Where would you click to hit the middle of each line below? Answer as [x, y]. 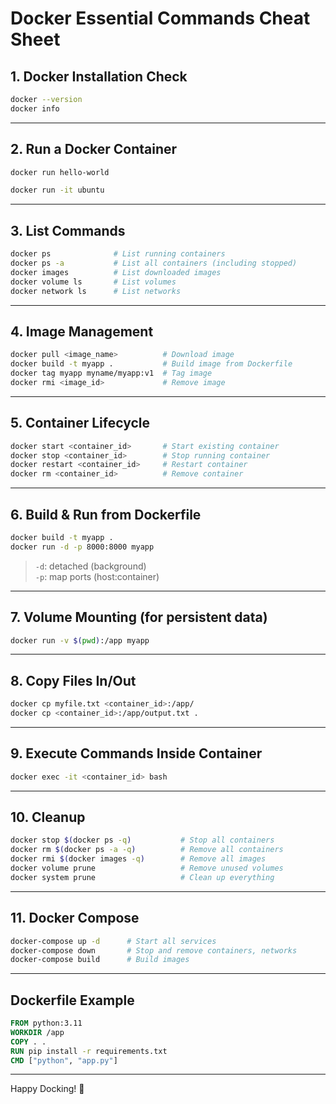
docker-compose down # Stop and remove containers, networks [154, 950]
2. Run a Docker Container [94, 149]
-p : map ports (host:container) [97, 576]
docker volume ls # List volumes [93, 282]
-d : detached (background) [90, 566]
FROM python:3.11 [46, 1023]
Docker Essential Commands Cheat [160, 18]
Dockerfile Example [72, 1000]
